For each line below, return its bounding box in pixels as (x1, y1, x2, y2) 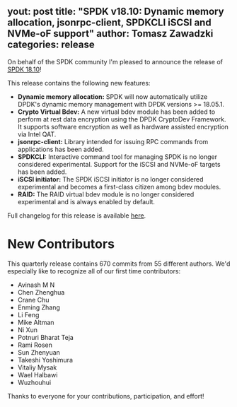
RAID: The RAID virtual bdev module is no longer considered (17, 190, 195, 199)
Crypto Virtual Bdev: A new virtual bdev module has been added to (17, 107, 216, 116)
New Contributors (7, 236, 115, 252)
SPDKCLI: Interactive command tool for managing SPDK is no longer (17, 152, 218, 161)
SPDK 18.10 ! (7, 65, 42, 73)
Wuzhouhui (17, 378, 52, 387)
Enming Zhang (17, 303, 60, 312)
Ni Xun (17, 325, 37, 334)
